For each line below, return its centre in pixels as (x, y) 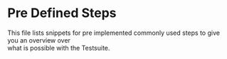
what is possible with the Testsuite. (59, 48)
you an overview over (39, 40)
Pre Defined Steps (62, 13)
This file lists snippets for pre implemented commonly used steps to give (114, 33)
